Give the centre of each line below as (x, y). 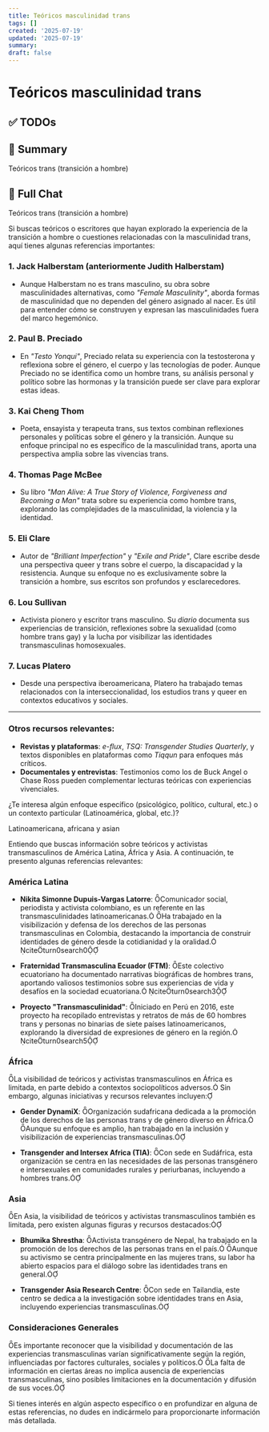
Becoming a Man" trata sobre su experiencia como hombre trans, (128, 501)
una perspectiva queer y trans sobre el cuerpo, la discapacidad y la (131, 564)
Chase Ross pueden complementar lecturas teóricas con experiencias (136, 780)
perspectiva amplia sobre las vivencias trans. (94, 454)
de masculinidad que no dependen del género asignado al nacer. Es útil (138, 301)
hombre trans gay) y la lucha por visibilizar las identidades (116, 636)
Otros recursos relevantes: (62, 728)
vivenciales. (40, 789)
